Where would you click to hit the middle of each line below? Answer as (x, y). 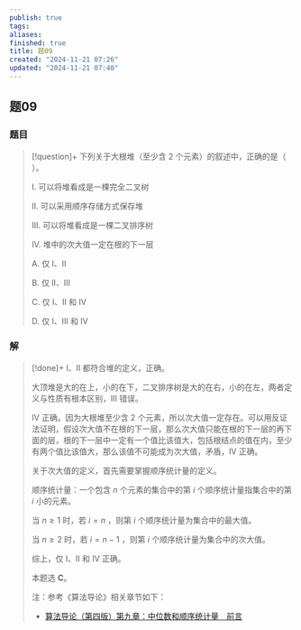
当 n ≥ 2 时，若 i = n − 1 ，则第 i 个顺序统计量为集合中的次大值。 (150, 539)
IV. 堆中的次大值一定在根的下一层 (92, 244)
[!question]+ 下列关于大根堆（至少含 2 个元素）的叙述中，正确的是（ (159, 156)
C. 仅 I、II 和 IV (59, 301)
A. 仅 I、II (49, 264)
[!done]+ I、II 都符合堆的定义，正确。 (100, 367)
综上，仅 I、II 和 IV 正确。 (78, 558)
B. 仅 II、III (50, 283)
